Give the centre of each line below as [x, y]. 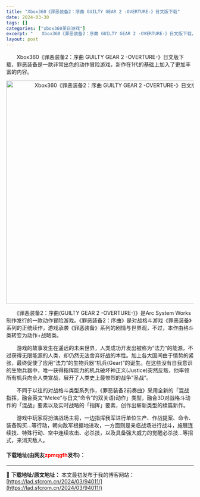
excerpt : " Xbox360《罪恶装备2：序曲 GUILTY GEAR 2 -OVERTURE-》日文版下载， [101, 34]
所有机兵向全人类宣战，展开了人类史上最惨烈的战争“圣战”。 [79, 378]
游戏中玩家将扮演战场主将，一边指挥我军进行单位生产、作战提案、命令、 [105, 418]
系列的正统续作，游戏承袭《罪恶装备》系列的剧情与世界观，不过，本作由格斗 [100, 328]
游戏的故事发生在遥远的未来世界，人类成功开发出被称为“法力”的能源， [102, 348]
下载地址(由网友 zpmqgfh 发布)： [46, 455]
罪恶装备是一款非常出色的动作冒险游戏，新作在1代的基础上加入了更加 [101, 64]
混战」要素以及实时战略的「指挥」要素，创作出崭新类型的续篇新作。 [105, 405]
